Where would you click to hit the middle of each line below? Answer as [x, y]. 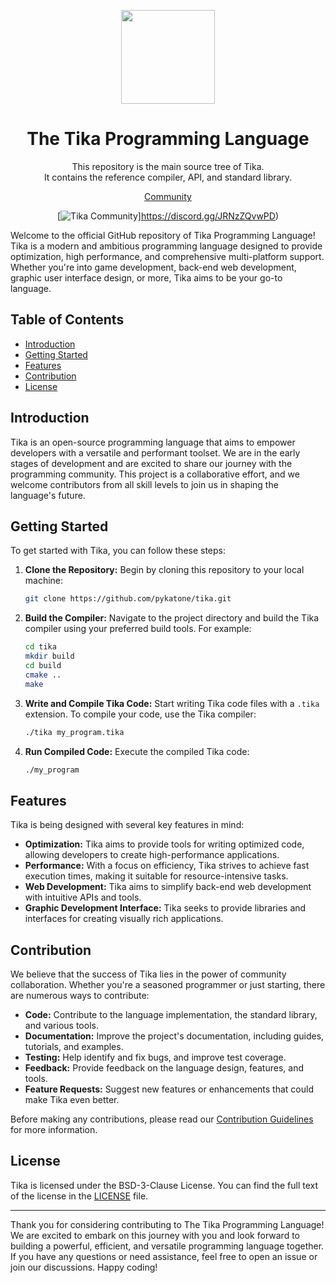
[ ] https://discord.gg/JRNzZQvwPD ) [167, 216]
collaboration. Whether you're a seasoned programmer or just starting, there [168, 984]
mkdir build [49, 656]
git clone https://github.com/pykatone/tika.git [128, 599]
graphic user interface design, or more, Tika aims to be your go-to [146, 277]
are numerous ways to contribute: [80, 995]
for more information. [54, 1129]
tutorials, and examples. [74, 1046]
